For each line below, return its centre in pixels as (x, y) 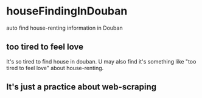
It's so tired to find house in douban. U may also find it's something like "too (101, 61)
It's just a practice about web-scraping (82, 87)
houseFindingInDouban (67, 11)
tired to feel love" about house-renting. (55, 68)
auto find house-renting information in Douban (64, 28)
